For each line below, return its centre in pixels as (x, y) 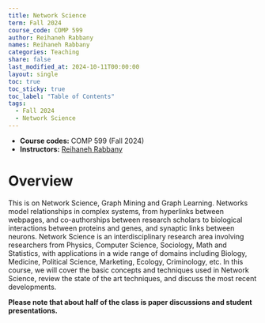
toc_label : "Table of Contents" (61, 96)
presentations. (33, 310)
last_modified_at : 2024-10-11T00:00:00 (74, 67)
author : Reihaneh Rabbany (51, 38)
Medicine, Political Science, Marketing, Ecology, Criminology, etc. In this (126, 261)
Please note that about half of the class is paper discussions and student (130, 302)
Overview (41, 181)
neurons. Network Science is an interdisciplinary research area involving (126, 236)
